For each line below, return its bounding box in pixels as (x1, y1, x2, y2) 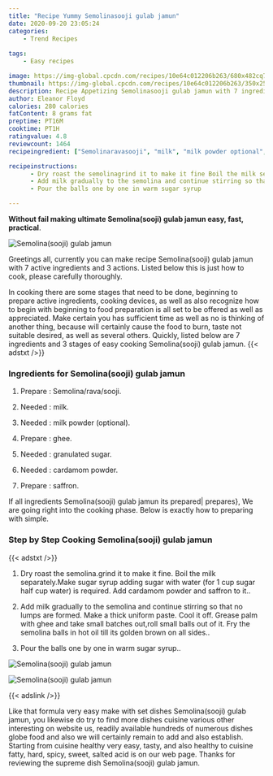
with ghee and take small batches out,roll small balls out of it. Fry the (19, 618, 250, 628)
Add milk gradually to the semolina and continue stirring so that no (19, 601, 244, 611)
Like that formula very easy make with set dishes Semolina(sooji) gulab (8, 706, 246, 716)
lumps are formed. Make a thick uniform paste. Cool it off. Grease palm (19, 610, 258, 620)
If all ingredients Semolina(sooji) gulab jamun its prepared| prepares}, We (8, 496, 253, 506)
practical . (8, 223, 41, 232)
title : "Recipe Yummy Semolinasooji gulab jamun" (8, 11, 180, 20)
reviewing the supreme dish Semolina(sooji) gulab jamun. (8, 757, 201, 768)
